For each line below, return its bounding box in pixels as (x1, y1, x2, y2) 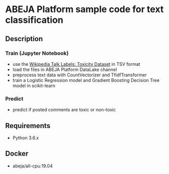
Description (5, 34, 43, 43)
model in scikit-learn (12, 82, 55, 89)
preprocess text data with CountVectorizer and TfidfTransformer (12, 72, 147, 78)
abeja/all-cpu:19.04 (12, 163, 53, 169)
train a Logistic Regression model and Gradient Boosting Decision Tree (12, 77, 160, 83)
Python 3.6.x (12, 135, 39, 141)
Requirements (5, 121, 50, 130)
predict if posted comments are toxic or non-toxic (12, 107, 116, 113)
